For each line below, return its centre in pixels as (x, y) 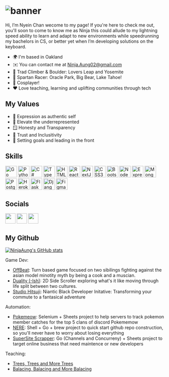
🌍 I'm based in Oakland (38, 57)
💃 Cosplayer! (26, 83)
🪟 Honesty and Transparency (44, 127)
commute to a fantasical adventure (49, 297)
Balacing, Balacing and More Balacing (52, 369)
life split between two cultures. (45, 286)
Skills (14, 156)
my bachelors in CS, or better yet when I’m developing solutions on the (79, 41)
